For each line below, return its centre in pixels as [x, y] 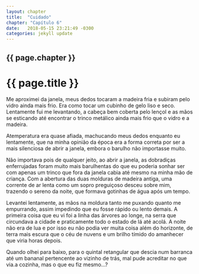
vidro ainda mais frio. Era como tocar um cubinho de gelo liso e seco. [91, 106]
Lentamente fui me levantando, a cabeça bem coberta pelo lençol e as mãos [99, 112]
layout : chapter [26, 12]
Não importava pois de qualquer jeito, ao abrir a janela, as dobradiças [91, 160]
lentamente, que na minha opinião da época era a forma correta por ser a [96, 142]
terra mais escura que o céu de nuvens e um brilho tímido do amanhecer [95, 234]
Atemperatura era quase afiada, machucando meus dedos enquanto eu [93, 136]
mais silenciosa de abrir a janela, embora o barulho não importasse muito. [96, 149]
